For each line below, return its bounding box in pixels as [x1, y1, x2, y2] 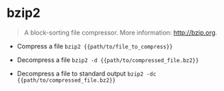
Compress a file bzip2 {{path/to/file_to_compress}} [16, 42, 173, 50]
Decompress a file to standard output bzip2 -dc [16, 69, 157, 78]
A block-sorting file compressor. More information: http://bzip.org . [23, 28, 218, 37]
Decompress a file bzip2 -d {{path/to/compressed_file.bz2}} [16, 55, 199, 64]
